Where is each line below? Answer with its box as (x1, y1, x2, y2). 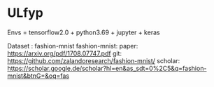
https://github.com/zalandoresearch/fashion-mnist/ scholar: (7, 56, 180, 65)
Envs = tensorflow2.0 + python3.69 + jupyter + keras (7, 28, 160, 36)
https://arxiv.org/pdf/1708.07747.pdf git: (7, 49, 122, 58)
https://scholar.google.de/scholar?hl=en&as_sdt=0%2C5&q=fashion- (7, 64, 207, 72)
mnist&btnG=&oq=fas (7, 72, 70, 80)
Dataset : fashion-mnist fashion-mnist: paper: (7, 41, 138, 50)
